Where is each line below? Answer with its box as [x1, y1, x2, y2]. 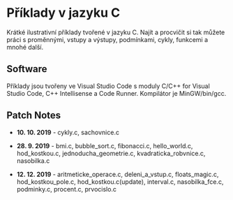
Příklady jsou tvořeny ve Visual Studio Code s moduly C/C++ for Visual [6, 82, 210, 90]
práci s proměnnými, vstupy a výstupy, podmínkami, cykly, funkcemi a [6, 35, 209, 43]
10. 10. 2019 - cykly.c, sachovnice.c [16, 128, 120, 136]
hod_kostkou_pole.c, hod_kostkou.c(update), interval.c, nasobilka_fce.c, [16, 177, 224, 186]
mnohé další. [6, 43, 43, 51]
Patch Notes [6, 110, 61, 122]
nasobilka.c [16, 156, 50, 165]
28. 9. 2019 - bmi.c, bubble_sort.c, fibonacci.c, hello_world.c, [16, 141, 193, 150]
